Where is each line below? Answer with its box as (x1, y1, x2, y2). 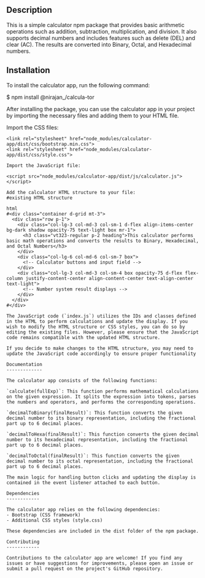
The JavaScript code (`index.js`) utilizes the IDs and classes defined (6, 313, 196, 319)
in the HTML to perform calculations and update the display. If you (6, 318, 188, 324)
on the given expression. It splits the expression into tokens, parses (6, 393, 196, 400)
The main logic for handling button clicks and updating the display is (6, 474, 196, 480)
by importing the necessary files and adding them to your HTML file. (6, 112, 179, 119)
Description (6, 5, 52, 15)
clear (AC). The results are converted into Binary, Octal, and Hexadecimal (6, 41, 192, 48)
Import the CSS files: (6, 123, 59, 131)
